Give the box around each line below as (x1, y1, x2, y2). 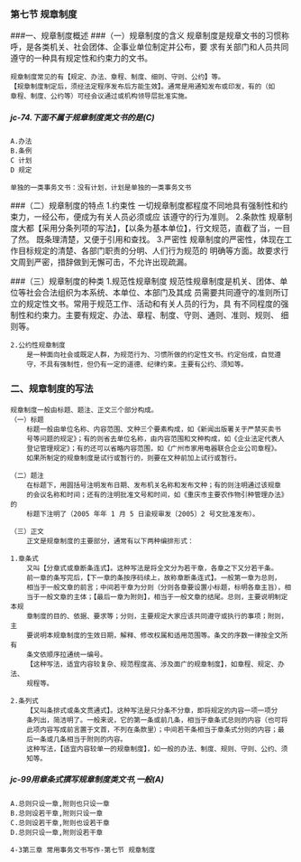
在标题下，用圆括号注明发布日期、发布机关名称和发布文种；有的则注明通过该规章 (26, 481, 282, 490)
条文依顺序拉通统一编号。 (26, 650, 107, 659)
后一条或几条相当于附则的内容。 (26, 735, 128, 744)
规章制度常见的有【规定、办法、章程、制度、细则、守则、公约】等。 (10, 72, 225, 82)
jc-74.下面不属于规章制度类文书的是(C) (10, 111, 156, 123)
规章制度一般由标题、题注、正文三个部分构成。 (10, 405, 159, 415)
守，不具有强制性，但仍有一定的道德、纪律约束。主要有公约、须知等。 (26, 360, 249, 370)
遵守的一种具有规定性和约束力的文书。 (10, 52, 152, 64)
